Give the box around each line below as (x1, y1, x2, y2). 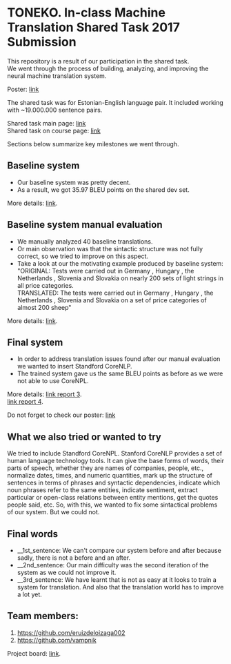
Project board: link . (7, 649, 61, 657)
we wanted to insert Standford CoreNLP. (17, 362, 132, 371)
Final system (7, 336, 63, 348)
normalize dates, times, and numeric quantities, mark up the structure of (7, 471, 212, 480)
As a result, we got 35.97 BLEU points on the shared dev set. (17, 185, 190, 194)
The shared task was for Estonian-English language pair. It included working (7, 98, 224, 106)
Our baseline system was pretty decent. (17, 178, 131, 186)
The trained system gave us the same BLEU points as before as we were (17, 369, 223, 378)
